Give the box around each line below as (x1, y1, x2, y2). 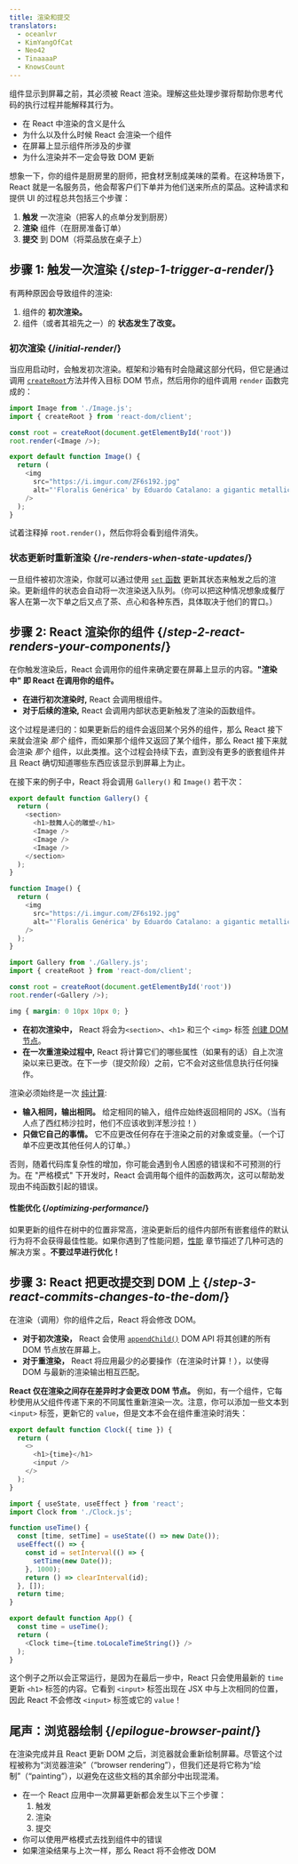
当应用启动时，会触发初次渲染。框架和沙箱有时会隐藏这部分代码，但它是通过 (9, 364, 289, 374)
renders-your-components (9, 639, 161, 655)
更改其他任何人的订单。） (45, 1139, 136, 1150)
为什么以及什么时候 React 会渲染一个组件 (21, 129, 173, 140)
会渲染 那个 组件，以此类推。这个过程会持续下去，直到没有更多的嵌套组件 (9, 746, 278, 757)
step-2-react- (167, 624, 246, 640)
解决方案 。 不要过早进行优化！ (9, 1246, 121, 1257)
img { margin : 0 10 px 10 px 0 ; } (9, 1007, 129, 1016)
